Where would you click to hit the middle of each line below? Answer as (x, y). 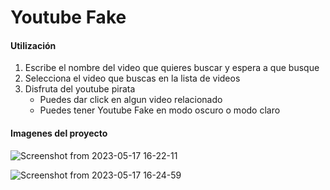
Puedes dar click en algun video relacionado (131, 100)
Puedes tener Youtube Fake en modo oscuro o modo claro (160, 110)
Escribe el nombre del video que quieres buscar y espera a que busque (172, 68)
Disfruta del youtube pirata (80, 89)
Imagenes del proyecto (59, 133)
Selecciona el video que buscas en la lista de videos (132, 78)
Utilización (33, 45)
